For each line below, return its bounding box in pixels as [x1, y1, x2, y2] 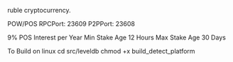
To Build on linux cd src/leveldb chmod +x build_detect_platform [7, 47, 195, 55]
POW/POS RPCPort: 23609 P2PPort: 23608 [7, 20, 135, 27]
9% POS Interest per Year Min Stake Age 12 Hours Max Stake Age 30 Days [7, 33, 226, 42]
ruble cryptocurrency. [7, 6, 71, 14]
